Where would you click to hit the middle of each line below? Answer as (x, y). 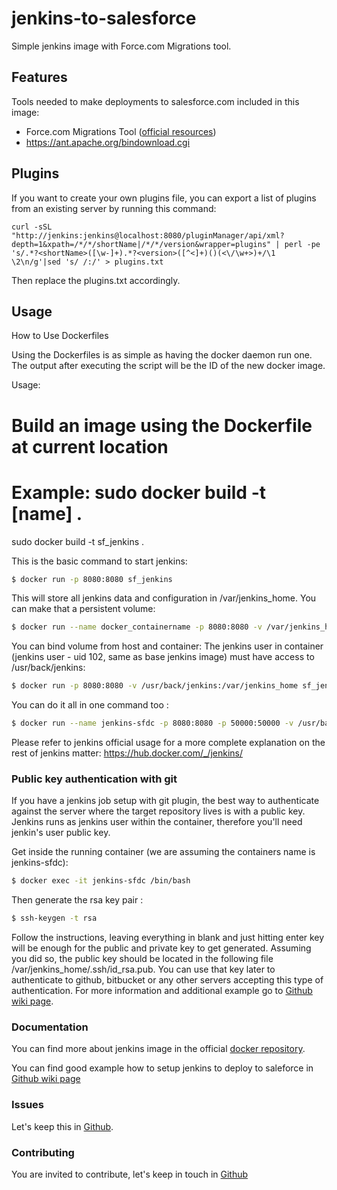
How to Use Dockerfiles (60, 336)
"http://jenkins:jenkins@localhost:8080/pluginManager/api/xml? (148, 235)
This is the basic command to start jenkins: (99, 561)
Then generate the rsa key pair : (77, 900)
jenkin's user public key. (61, 833)
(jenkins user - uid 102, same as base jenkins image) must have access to (163, 657)
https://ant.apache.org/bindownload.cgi (108, 142)
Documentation (50, 1027)
